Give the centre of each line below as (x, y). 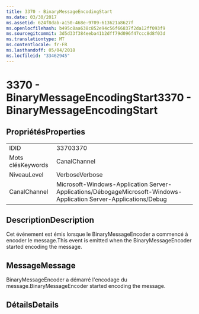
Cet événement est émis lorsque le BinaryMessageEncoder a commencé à (97, 234)
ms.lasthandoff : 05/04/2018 (41, 50)
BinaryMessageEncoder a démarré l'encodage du (67, 280)
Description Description (50, 220)
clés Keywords (29, 165)
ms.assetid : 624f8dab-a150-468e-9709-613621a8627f (70, 23)
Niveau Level (26, 174)
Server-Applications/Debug (128, 199)
